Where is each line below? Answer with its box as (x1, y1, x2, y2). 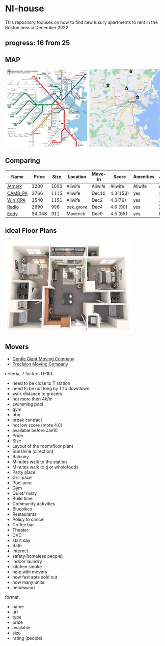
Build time (12, 495, 33, 501)
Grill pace (12, 474, 32, 480)
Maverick (66, 211, 85, 217)
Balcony (12, 453, 29, 459)
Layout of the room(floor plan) (12, 443, 74, 449)
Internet (12, 548, 28, 554)
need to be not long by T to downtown (12, 385, 90, 391)
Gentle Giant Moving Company (12, 356, 75, 361)
